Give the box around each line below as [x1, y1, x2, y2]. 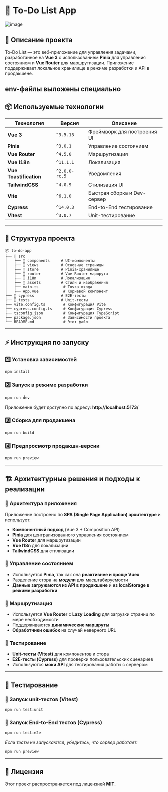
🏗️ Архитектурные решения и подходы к [5, 475, 140, 483]
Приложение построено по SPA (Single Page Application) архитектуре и [5, 511, 161, 517]
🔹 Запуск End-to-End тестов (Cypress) [5, 719, 102, 726]
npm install [5, 369, 30, 374]
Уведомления [88, 170, 121, 177]
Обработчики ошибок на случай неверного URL [12, 627, 116, 633]
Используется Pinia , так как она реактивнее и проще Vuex [12, 571, 140, 577]
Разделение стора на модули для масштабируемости [12, 577, 128, 583]
